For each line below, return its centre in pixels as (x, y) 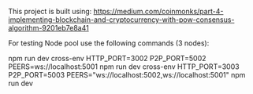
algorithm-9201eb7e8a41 (48, 28)
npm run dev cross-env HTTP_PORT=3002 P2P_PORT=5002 (107, 58)
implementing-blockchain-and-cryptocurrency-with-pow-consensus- (121, 20)
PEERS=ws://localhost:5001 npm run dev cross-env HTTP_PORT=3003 (124, 67)
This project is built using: (50, 11)
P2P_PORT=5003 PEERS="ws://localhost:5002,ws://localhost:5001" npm (127, 75)
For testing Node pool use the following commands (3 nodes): (109, 43)
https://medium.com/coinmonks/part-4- (158, 11)
